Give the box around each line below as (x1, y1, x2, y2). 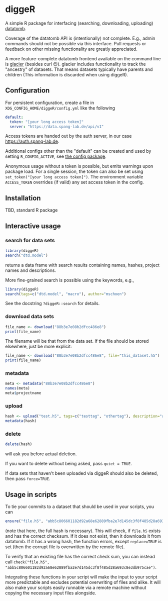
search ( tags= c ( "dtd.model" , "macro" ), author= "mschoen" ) (5, 291, 126, 296)
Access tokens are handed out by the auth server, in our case (5, 133, 132, 139)
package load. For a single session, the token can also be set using (5, 168, 143, 174)
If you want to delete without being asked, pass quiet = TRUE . (5, 461, 132, 467)
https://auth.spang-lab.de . (5, 138, 59, 144)
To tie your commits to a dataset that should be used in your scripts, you (5, 504, 154, 510)
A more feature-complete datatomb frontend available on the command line (5, 55, 161, 61)
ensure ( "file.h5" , (5, 519, 43, 524)
